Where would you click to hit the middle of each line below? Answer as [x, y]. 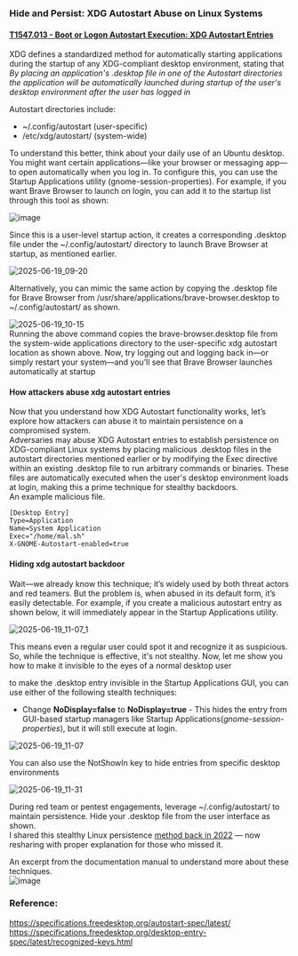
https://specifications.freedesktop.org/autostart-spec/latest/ [120, 922]
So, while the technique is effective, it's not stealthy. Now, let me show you [146, 655]
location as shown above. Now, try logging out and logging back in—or [139, 353]
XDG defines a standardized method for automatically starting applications [146, 54]
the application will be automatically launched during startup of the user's [145, 83]
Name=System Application [55, 529]
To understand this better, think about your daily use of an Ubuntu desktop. [147, 153]
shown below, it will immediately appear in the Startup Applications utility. [144, 612]
